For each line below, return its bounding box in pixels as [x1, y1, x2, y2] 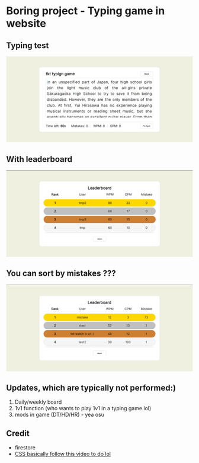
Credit [6, 428, 30, 438]
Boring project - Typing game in [6, 4, 165, 18]
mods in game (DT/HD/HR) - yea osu [14, 411, 105, 419]
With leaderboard [6, 154, 73, 164]
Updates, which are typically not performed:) [6, 382, 176, 392]
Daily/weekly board [14, 398, 62, 405]
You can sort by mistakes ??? [6, 269, 117, 279]
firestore [14, 444, 36, 451]
